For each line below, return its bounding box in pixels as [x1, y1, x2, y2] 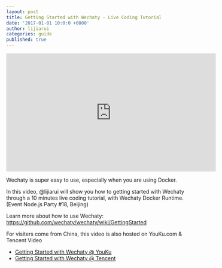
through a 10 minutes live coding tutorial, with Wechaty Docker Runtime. [6, 194, 184, 201]
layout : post [6, 8, 39, 15]
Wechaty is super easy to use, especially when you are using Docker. [6, 176, 178, 183]
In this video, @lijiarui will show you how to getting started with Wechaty [6, 188, 184, 195]
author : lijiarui [6, 25, 50, 32]
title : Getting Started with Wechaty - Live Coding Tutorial [6, 14, 162, 20]
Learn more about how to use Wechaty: [6, 212, 104, 219]
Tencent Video [6, 237, 42, 243]
